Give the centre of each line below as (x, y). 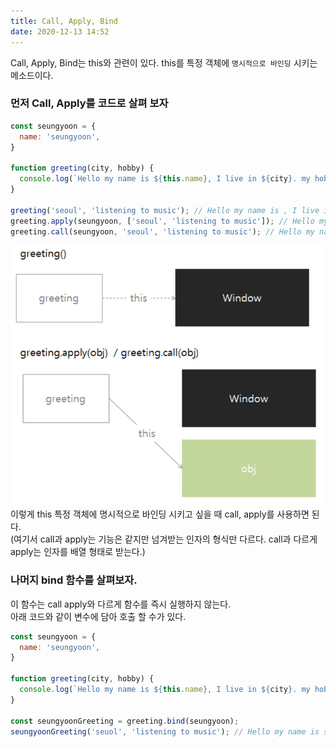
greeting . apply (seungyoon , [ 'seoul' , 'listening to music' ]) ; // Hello (162, 221)
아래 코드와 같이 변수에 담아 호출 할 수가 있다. (98, 616)
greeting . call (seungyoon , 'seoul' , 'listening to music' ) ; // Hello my (162, 231)
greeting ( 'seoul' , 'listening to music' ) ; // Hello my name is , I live (165, 210)
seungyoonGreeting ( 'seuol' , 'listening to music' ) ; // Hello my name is (165, 731)
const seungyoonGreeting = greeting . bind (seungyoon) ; (125, 721)
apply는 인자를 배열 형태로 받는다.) (78, 552)
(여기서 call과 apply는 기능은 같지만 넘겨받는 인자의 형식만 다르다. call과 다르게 (164, 539)
